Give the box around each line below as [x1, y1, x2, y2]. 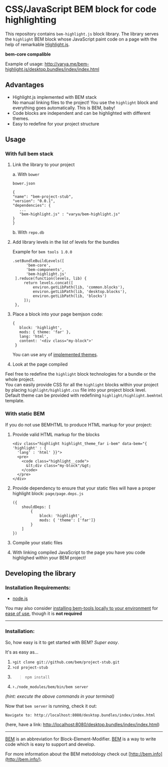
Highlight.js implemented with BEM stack [12, 94, 97, 100]
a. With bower [12, 172, 40, 178]
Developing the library [5, 569, 76, 578]
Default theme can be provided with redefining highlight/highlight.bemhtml [5, 392, 163, 398]
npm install [24, 675, 50, 680]
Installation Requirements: [5, 584, 71, 591]
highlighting [5, 14, 56, 26]
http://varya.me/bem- [44, 61, 89, 67]
